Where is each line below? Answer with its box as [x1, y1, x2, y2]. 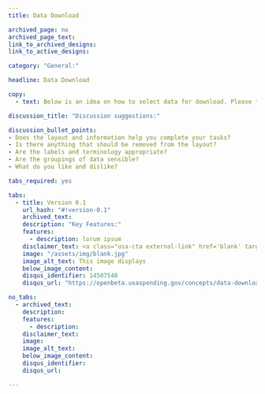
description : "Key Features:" [22, 221, 122, 229]
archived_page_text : [8, 33, 77, 41]
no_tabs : [8, 293, 37, 302]
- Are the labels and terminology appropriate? [8, 148, 168, 156]
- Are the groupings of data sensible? [8, 155, 140, 164]
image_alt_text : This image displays [22, 257, 147, 265]
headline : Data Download [8, 76, 90, 84]
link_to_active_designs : [8, 48, 90, 56]
